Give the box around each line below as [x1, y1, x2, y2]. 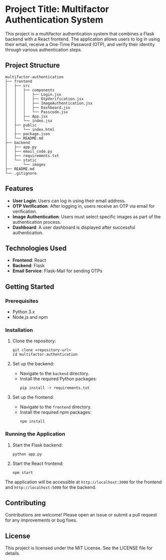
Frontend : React [12, 257, 46, 263]
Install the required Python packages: [19, 376, 97, 382]
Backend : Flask [12, 263, 45, 269]
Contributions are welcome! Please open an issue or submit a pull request [5, 512, 157, 518]
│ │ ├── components [5, 88, 55, 93]
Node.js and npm [12, 314, 48, 320]
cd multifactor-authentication [12, 352, 78, 357]
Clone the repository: [12, 338, 56, 344]
